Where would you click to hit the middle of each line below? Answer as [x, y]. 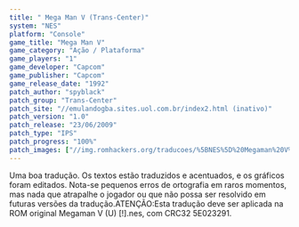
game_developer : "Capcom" [57, 68]
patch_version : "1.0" [49, 117]
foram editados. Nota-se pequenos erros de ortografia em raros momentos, [148, 184]
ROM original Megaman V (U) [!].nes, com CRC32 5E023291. [121, 213]
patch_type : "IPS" [43, 134]
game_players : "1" [43, 59]
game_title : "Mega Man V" [57, 42]
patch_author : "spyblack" [57, 92]
